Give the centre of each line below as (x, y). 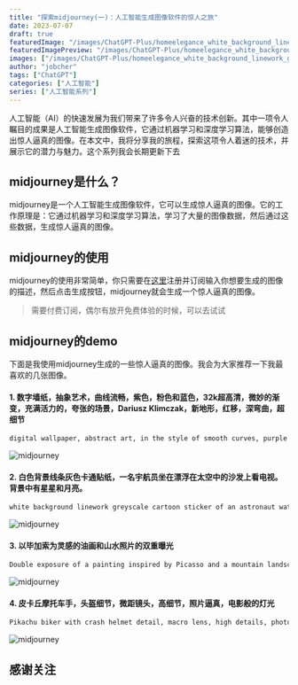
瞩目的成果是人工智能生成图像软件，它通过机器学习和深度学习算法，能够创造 (149, 128)
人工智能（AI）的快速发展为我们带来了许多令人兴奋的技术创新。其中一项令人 (149, 118)
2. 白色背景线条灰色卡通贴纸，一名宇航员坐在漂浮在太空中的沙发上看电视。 (146, 477)
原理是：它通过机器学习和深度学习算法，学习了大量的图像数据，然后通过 (149, 216)
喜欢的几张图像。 (40, 375)
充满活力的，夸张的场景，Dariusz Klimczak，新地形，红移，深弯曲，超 (155, 408)
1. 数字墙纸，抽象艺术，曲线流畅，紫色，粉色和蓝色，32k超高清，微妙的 (141, 397)
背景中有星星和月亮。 (48, 487)
